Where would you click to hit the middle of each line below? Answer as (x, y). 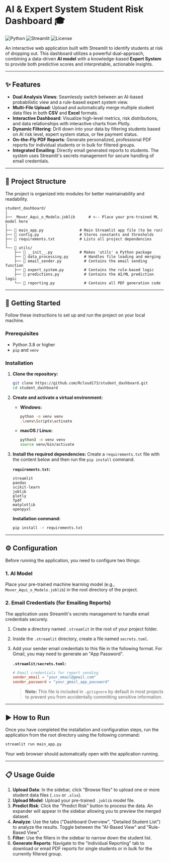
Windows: (31, 407)
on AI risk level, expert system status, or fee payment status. (75, 134)
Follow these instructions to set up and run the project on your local (75, 315)
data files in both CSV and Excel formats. (55, 113)
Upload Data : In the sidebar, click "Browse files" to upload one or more (86, 790)
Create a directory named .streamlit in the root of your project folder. (85, 629)
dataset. (21, 816)
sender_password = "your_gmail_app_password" (61, 682)
